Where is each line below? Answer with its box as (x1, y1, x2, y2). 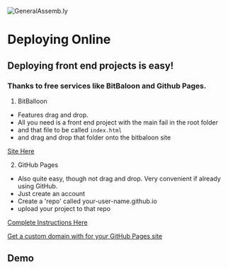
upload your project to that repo (17, 204, 111, 212)
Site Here (7, 147, 35, 155)
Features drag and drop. (17, 110, 89, 119)
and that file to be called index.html (17, 125, 122, 134)
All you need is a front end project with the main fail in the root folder (17, 118, 218, 127)
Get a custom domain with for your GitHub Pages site (7, 231, 163, 240)
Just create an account (17, 189, 86, 198)
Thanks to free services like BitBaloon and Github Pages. (7, 81, 207, 91)
